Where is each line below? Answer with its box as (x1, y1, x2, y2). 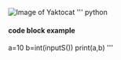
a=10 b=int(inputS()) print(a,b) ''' (8, 43, 114, 53)
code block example (8, 25, 76, 35)
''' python (76, 8, 108, 17)
